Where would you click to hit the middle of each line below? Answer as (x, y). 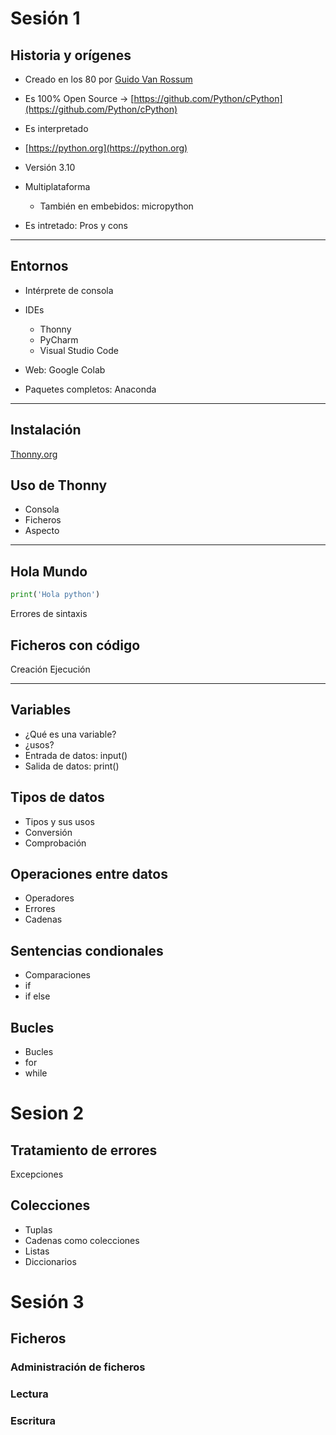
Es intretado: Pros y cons (76, 225)
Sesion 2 (47, 1113)
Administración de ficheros (78, 1367)
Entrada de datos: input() (76, 755)
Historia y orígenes (71, 55)
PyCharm (59, 339)
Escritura (33, 1421)
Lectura (29, 1394)
